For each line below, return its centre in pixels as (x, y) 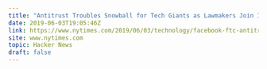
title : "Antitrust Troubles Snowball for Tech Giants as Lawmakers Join (131, 15)
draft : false (30, 52)
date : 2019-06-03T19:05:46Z (55, 23)
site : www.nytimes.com (46, 38)
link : (17, 30)
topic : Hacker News (41, 45)
